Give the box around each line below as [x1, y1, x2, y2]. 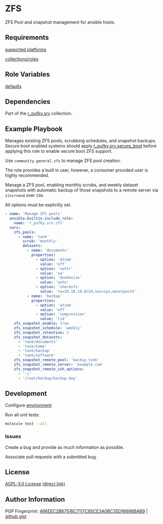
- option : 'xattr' [36, 266, 73, 271]
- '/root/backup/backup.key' [18, 376, 78, 381]
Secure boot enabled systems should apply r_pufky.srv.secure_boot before [5, 143, 157, 149]
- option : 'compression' [36, 312, 87, 317]
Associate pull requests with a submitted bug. [5, 454, 97, 460]
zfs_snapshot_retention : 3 [14, 330, 69, 335]
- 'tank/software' [18, 353, 56, 358]
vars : [9, 225, 21, 230]
